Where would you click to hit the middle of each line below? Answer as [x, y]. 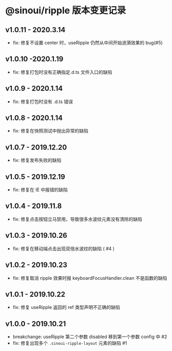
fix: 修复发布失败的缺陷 [37, 160]
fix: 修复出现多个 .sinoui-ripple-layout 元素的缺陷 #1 [70, 343]
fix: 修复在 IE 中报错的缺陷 [40, 190]
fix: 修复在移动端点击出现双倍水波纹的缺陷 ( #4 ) [63, 249]
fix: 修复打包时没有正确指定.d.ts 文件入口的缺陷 [62, 72]
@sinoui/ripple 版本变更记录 [66, 11]
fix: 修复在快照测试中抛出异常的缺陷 [50, 131]
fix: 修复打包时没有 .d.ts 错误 [43, 101]
